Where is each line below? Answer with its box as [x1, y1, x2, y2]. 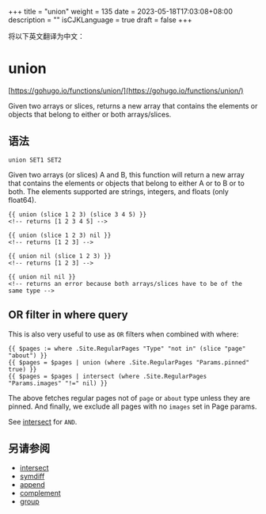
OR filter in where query [8, 308, 128, 322]
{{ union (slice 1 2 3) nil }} [8, 231, 112, 239]
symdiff [19, 471, 45, 482]
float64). [8, 195, 37, 204]
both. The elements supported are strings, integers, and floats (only [8, 186, 230, 196]
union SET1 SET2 [8, 156, 62, 164]
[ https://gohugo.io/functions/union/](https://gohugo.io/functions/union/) [8, 86, 244, 95]
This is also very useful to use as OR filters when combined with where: [8, 329, 239, 339]
